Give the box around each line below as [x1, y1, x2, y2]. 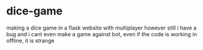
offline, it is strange [6, 37, 55, 44]
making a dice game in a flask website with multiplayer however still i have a [6, 24, 197, 31]
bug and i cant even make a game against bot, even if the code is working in [6, 30, 198, 37]
